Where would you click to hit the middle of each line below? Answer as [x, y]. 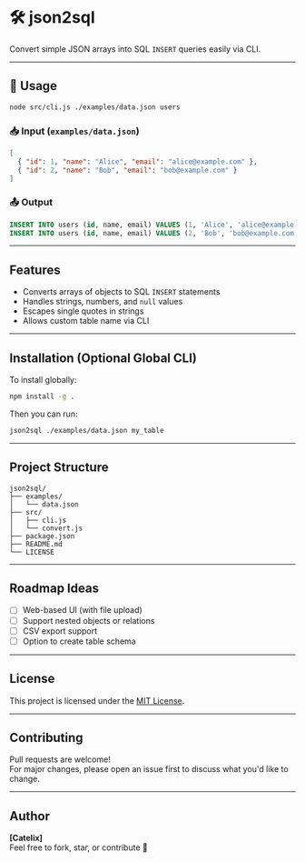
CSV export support [60, 631]
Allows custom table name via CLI [86, 321]
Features [35, 270]
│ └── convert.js [46, 528]
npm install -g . [42, 396]
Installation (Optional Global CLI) [103, 358]
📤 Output [31, 203]
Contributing [46, 737]
